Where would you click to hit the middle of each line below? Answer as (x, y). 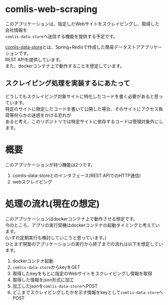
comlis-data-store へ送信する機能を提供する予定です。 (61, 36)
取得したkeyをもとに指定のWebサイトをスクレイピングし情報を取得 (82, 273)
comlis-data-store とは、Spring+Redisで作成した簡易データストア (73, 47)
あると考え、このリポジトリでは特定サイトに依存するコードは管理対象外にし (84, 121)
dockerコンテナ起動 (33, 261)
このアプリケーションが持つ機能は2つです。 (50, 165)
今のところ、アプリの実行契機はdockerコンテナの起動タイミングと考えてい (83, 225)
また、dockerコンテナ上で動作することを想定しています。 (65, 66)
